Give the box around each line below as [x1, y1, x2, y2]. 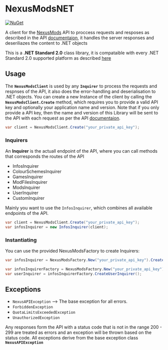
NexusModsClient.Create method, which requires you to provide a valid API [5, 99, 158, 105]
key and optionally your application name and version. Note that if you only [5, 104, 159, 110]
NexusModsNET [5, 3, 74, 15]
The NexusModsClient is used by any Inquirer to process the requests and [5, 83, 157, 89]
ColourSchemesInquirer [12, 168, 61, 174]
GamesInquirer [12, 174, 43, 180]
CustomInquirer [12, 195, 45, 201]
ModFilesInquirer [12, 179, 47, 185]
